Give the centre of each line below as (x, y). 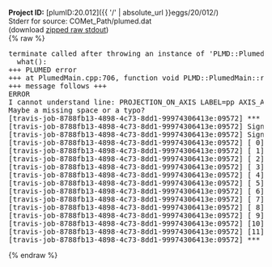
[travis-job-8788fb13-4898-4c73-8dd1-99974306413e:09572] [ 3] (136, 167)
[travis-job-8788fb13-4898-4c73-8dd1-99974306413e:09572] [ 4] (136, 175)
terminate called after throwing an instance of (106, 54)
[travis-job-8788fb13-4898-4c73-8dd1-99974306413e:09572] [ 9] (136, 216)
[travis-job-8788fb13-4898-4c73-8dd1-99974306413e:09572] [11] (136, 232)
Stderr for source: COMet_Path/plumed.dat (80, 21)
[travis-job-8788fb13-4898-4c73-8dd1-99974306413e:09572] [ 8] (136, 208)
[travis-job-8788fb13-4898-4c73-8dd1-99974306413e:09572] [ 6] (136, 191)
